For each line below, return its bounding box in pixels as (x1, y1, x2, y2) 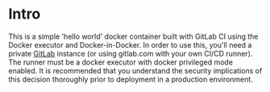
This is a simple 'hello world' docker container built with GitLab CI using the (8, 31, 260, 41)
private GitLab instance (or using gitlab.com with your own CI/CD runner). (8, 48, 253, 58)
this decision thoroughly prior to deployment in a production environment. (8, 74, 254, 84)
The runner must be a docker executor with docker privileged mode (8, 57, 234, 67)
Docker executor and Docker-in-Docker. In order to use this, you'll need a (8, 40, 252, 49)
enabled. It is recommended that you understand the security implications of (8, 65, 263, 75)
